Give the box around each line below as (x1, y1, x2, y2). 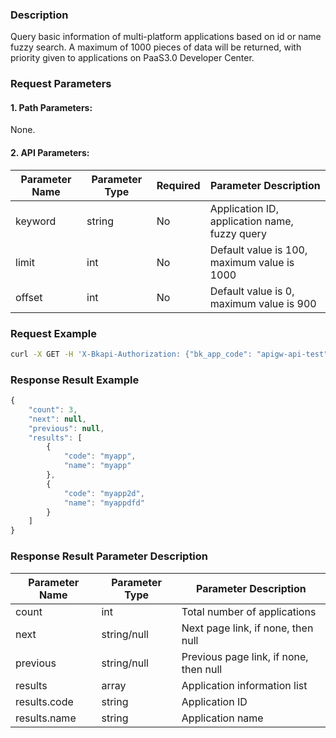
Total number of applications (181, 604, 317, 618)
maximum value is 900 (209, 296, 317, 310)
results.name (15, 711, 77, 725)
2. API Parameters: (10, 147, 90, 159)
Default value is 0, (209, 284, 295, 298)
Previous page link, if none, (181, 649, 309, 663)
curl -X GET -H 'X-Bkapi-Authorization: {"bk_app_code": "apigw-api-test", (10, 349, 333, 359)
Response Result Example (10, 373, 140, 387)
